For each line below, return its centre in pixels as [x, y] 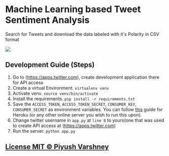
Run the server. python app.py [44, 131]
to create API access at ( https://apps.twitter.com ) [64, 126]
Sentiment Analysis [47, 20]
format [12, 40]
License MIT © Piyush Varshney [57, 147]
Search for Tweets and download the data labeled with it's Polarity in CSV [82, 34]
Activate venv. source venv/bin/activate [55, 93]
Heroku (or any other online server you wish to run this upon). [77, 114]
